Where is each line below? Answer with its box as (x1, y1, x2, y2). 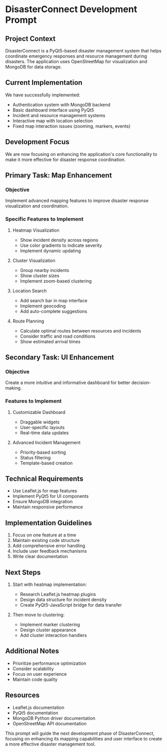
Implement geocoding (20, 303, 66, 309)
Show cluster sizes (20, 273, 60, 279)
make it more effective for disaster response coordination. (5, 156, 126, 163)
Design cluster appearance (20, 627, 77, 633)
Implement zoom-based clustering (20, 278, 92, 284)
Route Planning (12, 318, 44, 324)
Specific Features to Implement (5, 216, 84, 223)
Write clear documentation (12, 554, 68, 560)
